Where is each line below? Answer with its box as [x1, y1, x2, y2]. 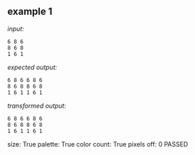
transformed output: [7, 101, 67, 110]
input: [7, 24, 25, 33]
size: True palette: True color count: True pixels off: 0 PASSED [7, 139, 189, 148]
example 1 [7, 6, 53, 18]
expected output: [7, 63, 57, 71]
